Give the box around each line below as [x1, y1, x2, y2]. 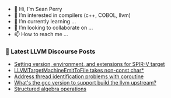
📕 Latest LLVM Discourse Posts [5, 47, 96, 55]
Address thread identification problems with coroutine [13, 73, 144, 80]
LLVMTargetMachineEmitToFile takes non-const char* [13, 67, 144, 74]
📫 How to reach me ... [13, 31, 68, 37]
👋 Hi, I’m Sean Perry [13, 6, 62, 12]
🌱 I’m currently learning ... [13, 18, 76, 24]
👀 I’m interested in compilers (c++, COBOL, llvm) [13, 12, 131, 19]
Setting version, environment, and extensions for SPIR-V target [13, 61, 165, 68]
